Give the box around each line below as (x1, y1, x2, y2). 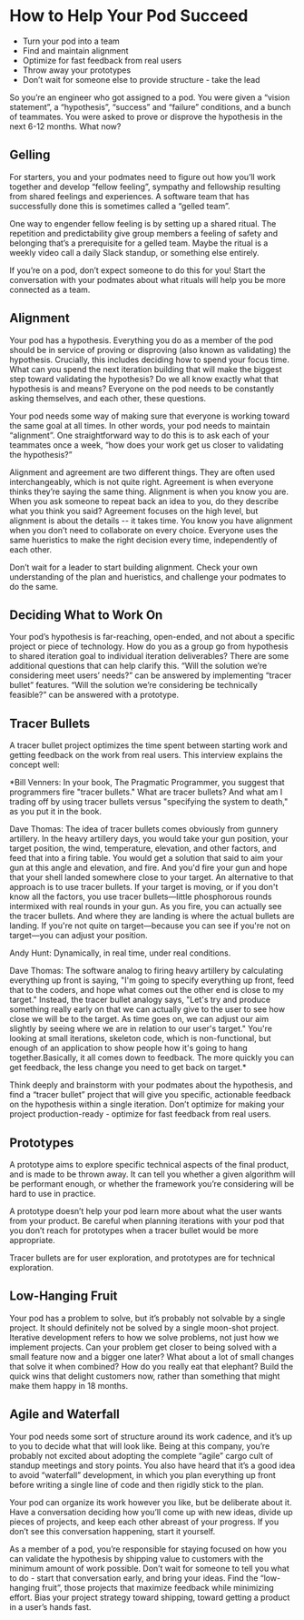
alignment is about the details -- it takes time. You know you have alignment (9, 515, 293, 526)
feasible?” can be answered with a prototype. (9, 689, 180, 701)
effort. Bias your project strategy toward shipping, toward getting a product (9, 1592, 290, 1603)
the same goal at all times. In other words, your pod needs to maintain (9, 420, 270, 430)
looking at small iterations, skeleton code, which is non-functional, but (9, 1033, 271, 1044)
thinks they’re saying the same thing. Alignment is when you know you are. (9, 486, 289, 497)
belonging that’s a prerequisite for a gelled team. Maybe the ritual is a (9, 238, 269, 248)
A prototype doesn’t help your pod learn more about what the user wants (9, 1206, 283, 1216)
